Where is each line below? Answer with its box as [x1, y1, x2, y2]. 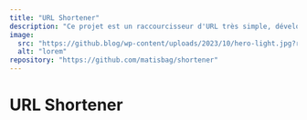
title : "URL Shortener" [9, 13, 101, 23]
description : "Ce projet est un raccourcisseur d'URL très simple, [9, 22, 272, 31]
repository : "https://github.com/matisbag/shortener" [9, 55, 219, 65]
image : [9, 30, 35, 39]
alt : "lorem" [17, 47, 68, 56]
